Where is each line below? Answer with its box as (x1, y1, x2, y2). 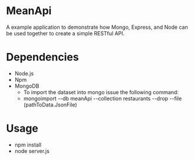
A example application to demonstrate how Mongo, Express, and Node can (6, 24, 188, 31)
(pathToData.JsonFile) (23, 101, 78, 108)
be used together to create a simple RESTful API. (6, 29, 125, 36)
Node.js (14, 69, 34, 77)
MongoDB (14, 82, 40, 89)
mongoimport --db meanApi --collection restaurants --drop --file (23, 95, 182, 102)
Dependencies (6, 51, 79, 64)
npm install (14, 141, 42, 148)
